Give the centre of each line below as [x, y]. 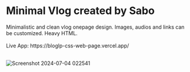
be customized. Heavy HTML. [42, 33]
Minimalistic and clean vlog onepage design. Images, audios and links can [95, 27]
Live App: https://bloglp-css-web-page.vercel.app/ [68, 46]
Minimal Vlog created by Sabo [80, 11]
